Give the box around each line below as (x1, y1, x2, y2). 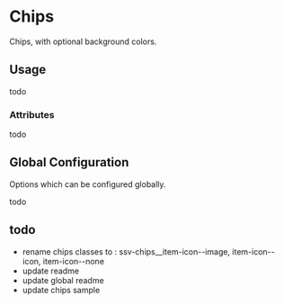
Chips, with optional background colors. (9, 36, 157, 47)
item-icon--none (42, 255, 105, 266)
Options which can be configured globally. (9, 178, 166, 190)
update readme (22, 265, 79, 276)
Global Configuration (9, 155, 129, 170)
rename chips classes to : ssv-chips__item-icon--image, (22, 246, 231, 257)
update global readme (22, 274, 105, 285)
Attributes (9, 108, 55, 121)
